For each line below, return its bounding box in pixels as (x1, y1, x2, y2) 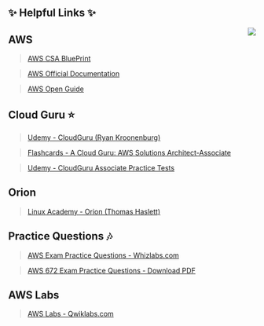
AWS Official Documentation (27, 69, 120, 79)
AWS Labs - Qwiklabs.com (27, 310, 114, 319)
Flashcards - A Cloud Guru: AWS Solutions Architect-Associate (27, 148, 232, 158)
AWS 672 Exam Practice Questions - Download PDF (27, 266, 196, 275)
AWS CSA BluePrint (27, 54, 91, 64)
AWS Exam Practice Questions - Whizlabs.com (27, 251, 179, 260)
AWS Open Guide (27, 84, 84, 93)
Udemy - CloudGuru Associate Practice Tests (27, 163, 175, 173)
